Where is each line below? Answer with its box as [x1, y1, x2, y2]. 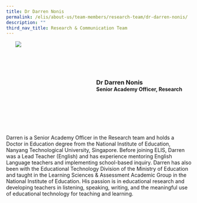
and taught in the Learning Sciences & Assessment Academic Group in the [6, 171, 187, 179]
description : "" [6, 19, 46, 25]
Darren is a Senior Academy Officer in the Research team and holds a [6, 134, 175, 141]
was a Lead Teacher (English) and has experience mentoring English [6, 153, 172, 160]
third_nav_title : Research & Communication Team [6, 25, 128, 31]
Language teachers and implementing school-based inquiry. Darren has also [6, 159, 192, 166]
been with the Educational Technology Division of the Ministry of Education [6, 165, 189, 172]
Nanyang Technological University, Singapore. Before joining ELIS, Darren [6, 147, 185, 154]
